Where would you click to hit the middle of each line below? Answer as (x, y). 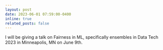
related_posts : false (27, 23)
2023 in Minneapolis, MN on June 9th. (44, 43)
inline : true (18, 19)
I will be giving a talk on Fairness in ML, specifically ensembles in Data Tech (82, 37)
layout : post (18, 10)
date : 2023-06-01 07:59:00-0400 (38, 14)
